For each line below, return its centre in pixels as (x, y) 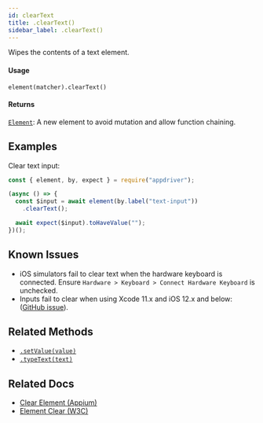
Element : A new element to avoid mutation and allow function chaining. (122, 122)
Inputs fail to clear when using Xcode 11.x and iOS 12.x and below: (126, 299)
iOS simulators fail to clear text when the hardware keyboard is (121, 274)
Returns (22, 105)
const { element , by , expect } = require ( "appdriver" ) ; (101, 180)
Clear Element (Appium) (58, 403)
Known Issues (44, 255)
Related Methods (51, 332)
